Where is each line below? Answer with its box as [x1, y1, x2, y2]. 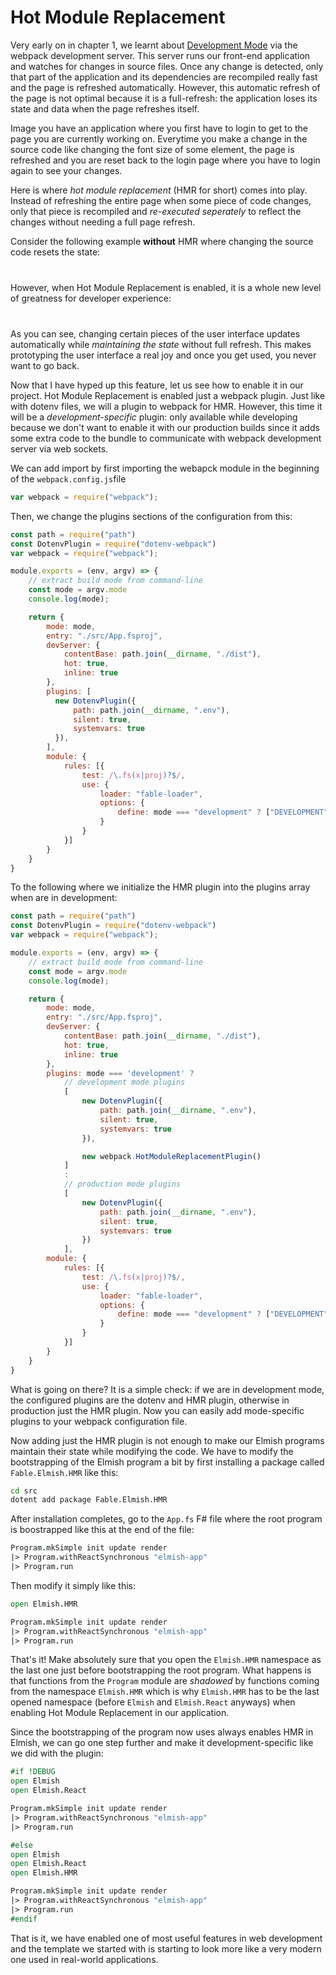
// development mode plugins [63, 1077, 186, 1088]
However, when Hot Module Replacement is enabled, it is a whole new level [10, 281, 322, 293]
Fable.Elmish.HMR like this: [10, 1466, 119, 1478]
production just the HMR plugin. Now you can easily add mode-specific [10, 1404, 305, 1416]
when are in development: [10, 892, 118, 904]
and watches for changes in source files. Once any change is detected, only [10, 60, 324, 72]
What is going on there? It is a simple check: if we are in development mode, [10, 1383, 325, 1395]
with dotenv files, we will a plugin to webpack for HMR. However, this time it [10, 400, 323, 412]
